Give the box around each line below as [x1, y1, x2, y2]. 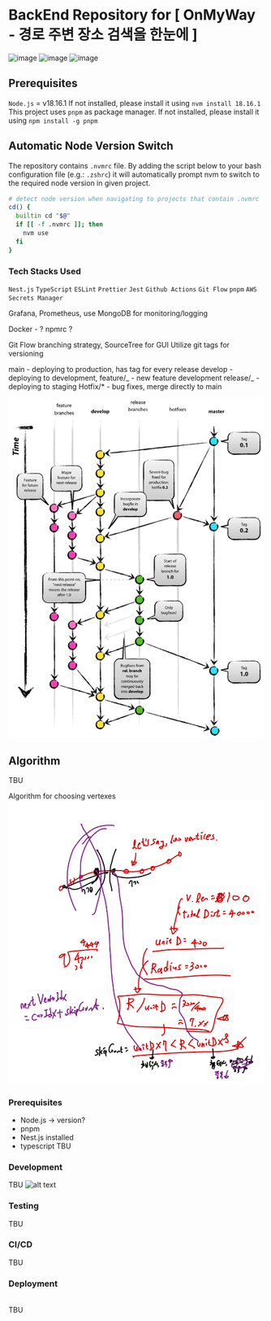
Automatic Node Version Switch [8, 139, 174, 153]
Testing [8, 1201, 39, 1212]
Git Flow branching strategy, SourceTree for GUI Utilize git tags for [8, 339, 230, 349]
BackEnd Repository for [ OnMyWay [8, 6, 256, 24]
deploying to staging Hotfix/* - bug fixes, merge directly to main [8, 381, 222, 391]
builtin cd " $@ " [15, 212, 71, 221]
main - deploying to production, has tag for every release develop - [8, 364, 234, 374]
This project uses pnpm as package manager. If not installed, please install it [8, 107, 260, 116]
